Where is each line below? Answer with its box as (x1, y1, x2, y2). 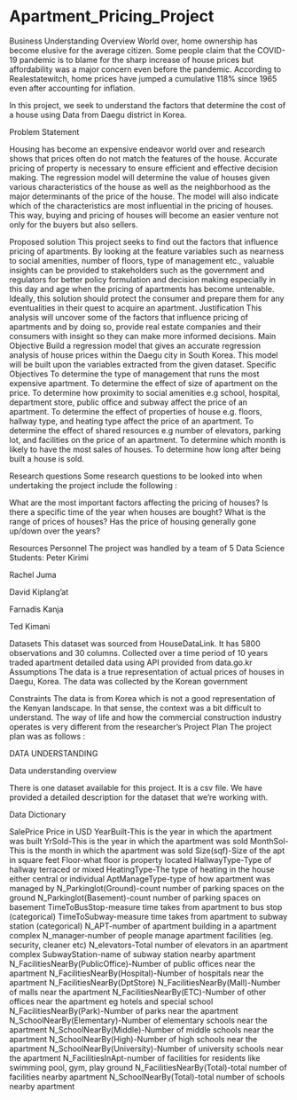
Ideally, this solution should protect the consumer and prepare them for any (9, 293, 285, 304)
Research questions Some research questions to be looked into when (9, 471, 263, 481)
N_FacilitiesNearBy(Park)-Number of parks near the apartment (9, 1005, 238, 1016)
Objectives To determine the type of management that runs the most (9, 368, 260, 379)
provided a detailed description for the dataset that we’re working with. (9, 792, 269, 803)
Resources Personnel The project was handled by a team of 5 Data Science (9, 542, 285, 553)
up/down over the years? (9, 526, 100, 536)
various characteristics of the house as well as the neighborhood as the (9, 181, 271, 192)
